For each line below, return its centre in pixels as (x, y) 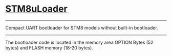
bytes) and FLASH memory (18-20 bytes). (49, 48)
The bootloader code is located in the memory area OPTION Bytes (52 (79, 42)
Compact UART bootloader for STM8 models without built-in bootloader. (82, 27)
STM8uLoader (36, 9)
